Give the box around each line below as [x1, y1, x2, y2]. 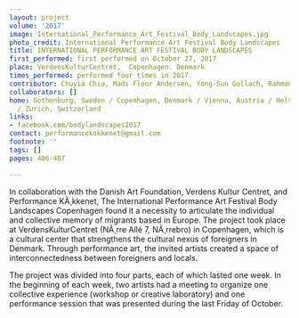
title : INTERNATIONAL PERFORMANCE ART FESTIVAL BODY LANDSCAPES [9, 46, 253, 55]
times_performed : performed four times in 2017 [9, 71, 190, 80]
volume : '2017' [9, 21, 66, 30]
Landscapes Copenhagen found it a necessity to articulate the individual [9, 205, 275, 216]
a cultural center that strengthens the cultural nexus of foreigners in [9, 233, 258, 244]
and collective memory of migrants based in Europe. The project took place [9, 215, 287, 225]
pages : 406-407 [9, 153, 66, 163]
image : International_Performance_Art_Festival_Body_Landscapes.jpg [9, 29, 269, 38]
